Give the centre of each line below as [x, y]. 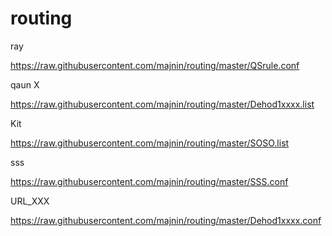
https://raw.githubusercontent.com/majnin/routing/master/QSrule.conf [155, 65]
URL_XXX [30, 201]
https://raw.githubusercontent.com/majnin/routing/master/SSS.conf [149, 181]
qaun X [25, 84]
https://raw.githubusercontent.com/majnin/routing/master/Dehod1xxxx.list [162, 104]
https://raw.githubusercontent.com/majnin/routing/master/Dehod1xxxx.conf [166, 220]
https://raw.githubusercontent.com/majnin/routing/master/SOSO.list [150, 143]
